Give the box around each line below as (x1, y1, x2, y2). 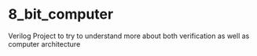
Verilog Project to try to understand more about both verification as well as (8, 31, 250, 40)
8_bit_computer (8, 5, 114, 23)
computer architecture (8, 39, 81, 48)
